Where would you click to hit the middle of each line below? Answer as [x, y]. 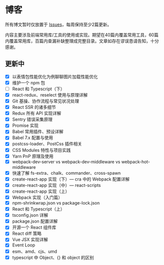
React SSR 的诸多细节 [34, 107]
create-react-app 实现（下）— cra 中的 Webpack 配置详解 [71, 179]
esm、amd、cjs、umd [35, 251]
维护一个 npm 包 [29, 82]
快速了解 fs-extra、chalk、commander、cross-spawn [66, 173]
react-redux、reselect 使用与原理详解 [50, 95]
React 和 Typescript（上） [38, 209]
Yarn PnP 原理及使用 [33, 156]
